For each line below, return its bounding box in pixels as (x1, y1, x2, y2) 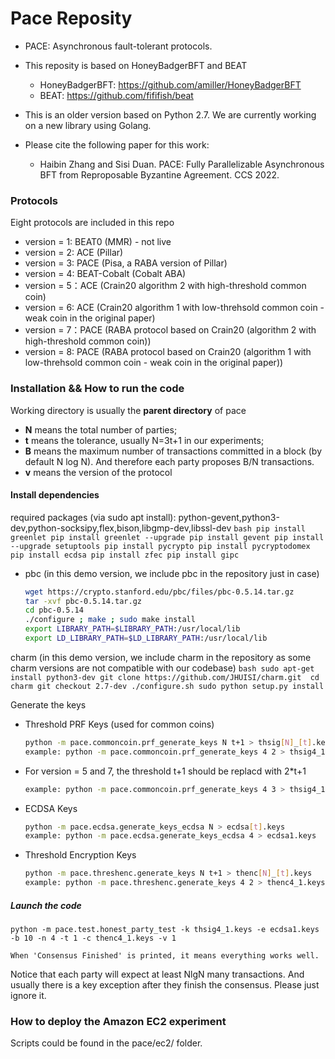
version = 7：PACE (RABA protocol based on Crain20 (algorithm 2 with (24, 324, 317, 336)
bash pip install (233, 523, 306, 534)
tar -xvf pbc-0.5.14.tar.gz (24, 596, 142, 606)
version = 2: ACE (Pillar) (24, 247, 124, 259)
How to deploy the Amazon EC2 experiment (10, 1015, 227, 1028)
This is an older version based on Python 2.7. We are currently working (24, 108, 317, 121)
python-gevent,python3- (178, 511, 280, 523)
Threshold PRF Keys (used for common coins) (24, 718, 215, 730)
